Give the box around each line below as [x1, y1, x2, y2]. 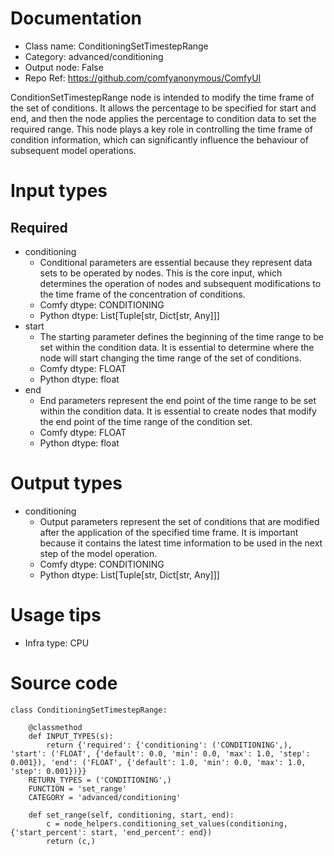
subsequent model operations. [10, 144, 137, 156]
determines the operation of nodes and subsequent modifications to [39, 277, 322, 289]
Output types [10, 472, 123, 495]
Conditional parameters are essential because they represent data [39, 256, 313, 268]
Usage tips [10, 604, 102, 627]
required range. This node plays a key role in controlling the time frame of [10, 123, 314, 135]
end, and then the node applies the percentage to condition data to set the [10, 112, 317, 124]
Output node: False [24, 61, 104, 73]
